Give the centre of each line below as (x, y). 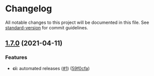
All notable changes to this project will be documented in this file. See (77, 22)
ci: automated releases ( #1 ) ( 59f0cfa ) (51, 68)
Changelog (29, 9)
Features (16, 58)
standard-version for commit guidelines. (47, 27)
